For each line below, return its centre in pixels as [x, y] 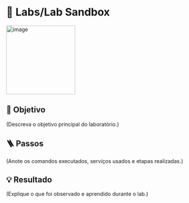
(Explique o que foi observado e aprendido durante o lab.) [77, 194]
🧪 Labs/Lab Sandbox [58, 12]
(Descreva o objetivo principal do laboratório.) [63, 124]
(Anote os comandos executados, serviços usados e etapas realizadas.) [95, 161]
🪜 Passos [25, 144]
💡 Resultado [29, 179]
